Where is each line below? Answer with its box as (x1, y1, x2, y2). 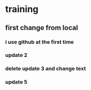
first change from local (5, 23, 78, 32)
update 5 (5, 78, 28, 85)
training (5, 3, 39, 15)
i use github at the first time (5, 38, 74, 45)
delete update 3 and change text (5, 65, 86, 72)
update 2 (5, 51, 28, 58)
